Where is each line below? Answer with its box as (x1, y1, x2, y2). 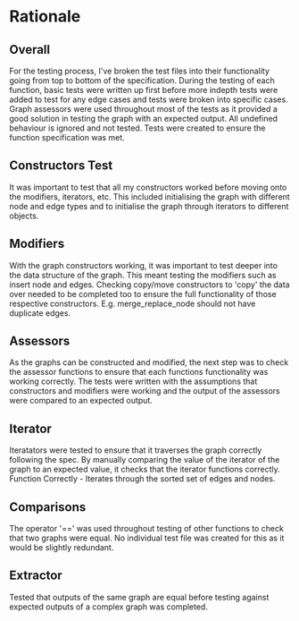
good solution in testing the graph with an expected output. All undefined (9, 114, 278, 123)
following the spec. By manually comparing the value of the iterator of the (9, 455, 280, 465)
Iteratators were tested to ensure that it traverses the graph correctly (9, 445, 262, 455)
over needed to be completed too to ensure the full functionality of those (9, 288, 277, 299)
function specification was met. (9, 132, 125, 142)
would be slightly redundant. (9, 542, 114, 553)
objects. (9, 210, 39, 221)
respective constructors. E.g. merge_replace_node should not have (9, 298, 256, 309)
